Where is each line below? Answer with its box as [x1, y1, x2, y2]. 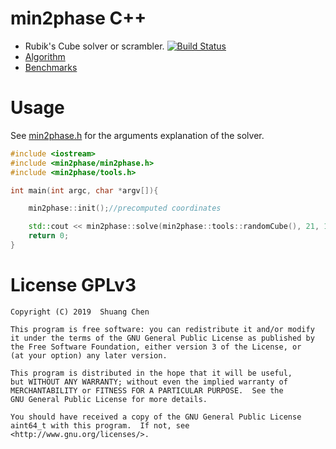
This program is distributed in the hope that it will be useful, [10, 368, 293, 378]
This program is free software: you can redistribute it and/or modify [10, 324, 315, 334]
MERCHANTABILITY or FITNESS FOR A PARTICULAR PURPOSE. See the [10, 385, 284, 396]
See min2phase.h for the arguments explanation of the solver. [10, 129, 265, 141]
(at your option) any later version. [10, 350, 168, 361]
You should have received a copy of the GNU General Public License [10, 412, 302, 422]
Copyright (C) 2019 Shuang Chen [10, 307, 150, 317]
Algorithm [24, 50, 66, 62]
